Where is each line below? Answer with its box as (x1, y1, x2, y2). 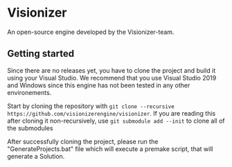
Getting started (7, 48, 75, 60)
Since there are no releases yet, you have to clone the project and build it (7, 66, 216, 74)
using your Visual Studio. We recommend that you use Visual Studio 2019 (7, 73, 217, 82)
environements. (7, 88, 52, 96)
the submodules (7, 123, 53, 132)
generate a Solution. (7, 152, 65, 160)
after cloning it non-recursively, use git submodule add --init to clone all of (7, 116, 225, 125)
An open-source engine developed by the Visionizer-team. (7, 28, 175, 36)
